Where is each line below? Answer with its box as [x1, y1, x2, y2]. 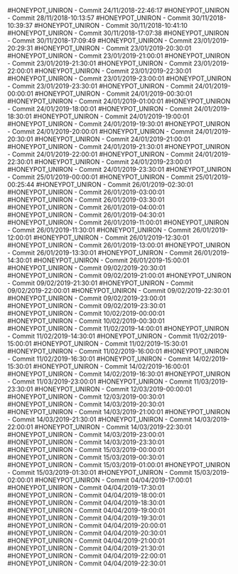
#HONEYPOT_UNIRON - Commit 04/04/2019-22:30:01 [7, 559, 166, 568]
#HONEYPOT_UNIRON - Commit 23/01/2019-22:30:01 [34, 67, 192, 75]
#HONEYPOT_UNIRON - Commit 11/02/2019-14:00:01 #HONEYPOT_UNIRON [7, 324, 229, 332]
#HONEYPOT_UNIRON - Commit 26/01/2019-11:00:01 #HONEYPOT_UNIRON [7, 218, 229, 227]
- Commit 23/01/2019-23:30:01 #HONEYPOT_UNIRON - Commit [7, 82, 194, 90]
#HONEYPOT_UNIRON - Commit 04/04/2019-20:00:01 [7, 521, 167, 530]
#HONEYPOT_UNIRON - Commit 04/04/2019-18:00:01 [7, 491, 166, 499]
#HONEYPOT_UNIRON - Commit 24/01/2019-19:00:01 [33, 112, 190, 121]
